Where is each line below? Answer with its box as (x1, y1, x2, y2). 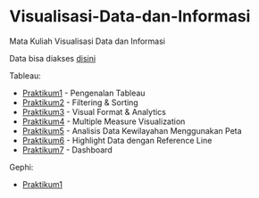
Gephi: (9, 161, 34, 172)
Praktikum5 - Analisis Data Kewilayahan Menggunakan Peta (21, 125, 243, 136)
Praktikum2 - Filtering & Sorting (21, 96, 138, 108)
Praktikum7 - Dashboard (21, 144, 113, 155)
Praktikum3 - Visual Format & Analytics (21, 106, 167, 117)
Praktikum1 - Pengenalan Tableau (21, 87, 146, 98)
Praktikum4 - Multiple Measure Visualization (21, 116, 186, 127)
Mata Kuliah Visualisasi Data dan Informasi (9, 36, 166, 46)
